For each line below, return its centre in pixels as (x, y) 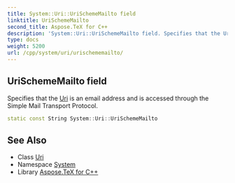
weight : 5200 (26, 46)
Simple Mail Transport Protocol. (52, 105)
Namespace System (46, 165)
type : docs (23, 40)
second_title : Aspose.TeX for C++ (58, 27)
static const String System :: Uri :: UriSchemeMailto (83, 118)
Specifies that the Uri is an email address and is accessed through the (108, 98)
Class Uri (30, 157)
